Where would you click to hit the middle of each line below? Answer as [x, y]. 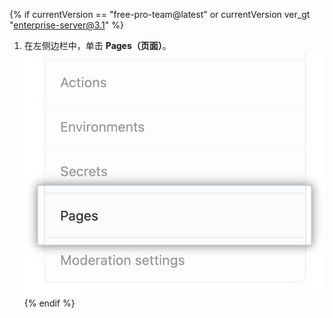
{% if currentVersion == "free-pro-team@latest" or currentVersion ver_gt [160, 14]
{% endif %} [49, 303]
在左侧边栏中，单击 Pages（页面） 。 [97, 45]
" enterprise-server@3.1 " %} [66, 25]
